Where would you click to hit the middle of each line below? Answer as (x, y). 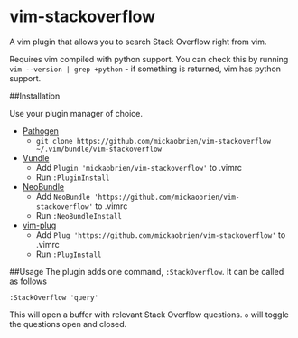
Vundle (36, 158)
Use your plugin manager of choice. (76, 113)
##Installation (35, 96)
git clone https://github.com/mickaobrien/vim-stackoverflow (153, 141)
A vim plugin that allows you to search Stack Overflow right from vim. (138, 42)
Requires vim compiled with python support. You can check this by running (149, 59)
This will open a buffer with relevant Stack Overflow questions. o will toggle (149, 315)
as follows (28, 281)
